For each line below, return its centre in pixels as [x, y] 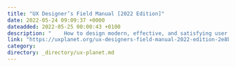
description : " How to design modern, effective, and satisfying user [118, 33]
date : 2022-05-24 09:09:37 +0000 [56, 20]
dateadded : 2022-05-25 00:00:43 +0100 [64, 27]
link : [15, 40]
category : [22, 46]
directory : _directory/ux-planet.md [61, 53]
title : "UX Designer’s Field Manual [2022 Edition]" [86, 14]
